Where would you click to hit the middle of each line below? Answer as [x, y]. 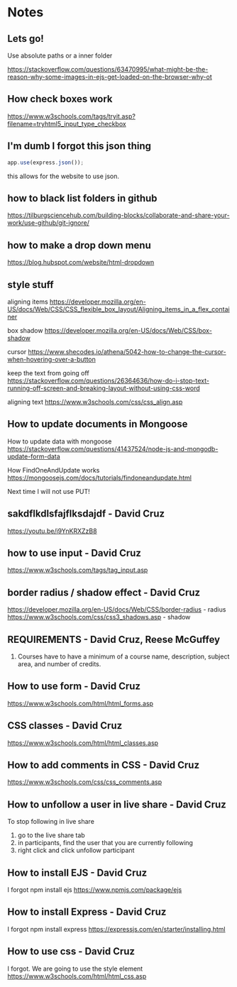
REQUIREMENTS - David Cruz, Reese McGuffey [114, 639]
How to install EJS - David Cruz [77, 872]
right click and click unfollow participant [76, 850]
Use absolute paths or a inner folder [60, 55]
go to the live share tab [51, 835]
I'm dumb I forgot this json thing [79, 146]
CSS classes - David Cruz [65, 726]
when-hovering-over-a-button [51, 359]
